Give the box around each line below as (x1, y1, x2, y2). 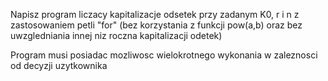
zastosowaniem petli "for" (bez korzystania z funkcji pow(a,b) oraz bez (10, 19, 303, 31)
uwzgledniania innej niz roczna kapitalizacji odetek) (10, 30, 223, 41)
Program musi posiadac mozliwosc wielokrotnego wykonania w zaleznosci (10, 49, 318, 61)
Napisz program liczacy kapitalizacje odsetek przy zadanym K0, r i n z (10, 9, 300, 20)
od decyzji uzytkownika (10, 60, 108, 71)
